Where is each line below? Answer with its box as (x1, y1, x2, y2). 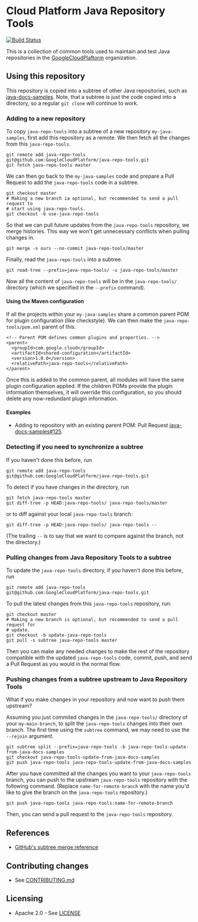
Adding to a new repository (6, 114, 86, 123)
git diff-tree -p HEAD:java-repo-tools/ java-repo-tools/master (6, 500, 168, 506)
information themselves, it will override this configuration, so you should (6, 389, 182, 396)
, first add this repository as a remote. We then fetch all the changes (24, 134, 190, 142)
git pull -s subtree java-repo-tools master (6, 638, 118, 644)
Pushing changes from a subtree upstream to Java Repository (6, 675, 188, 683)
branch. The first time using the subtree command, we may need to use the (6, 727, 190, 734)
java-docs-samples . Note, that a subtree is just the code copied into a (6, 93, 176, 100)
